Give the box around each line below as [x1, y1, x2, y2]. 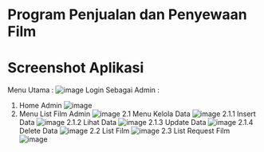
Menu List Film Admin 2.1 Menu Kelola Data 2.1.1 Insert [18, 109, 256, 119]
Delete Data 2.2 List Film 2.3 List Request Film [18, 126, 231, 136]
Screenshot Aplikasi [7, 59, 144, 77]
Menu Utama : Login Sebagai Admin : [7, 85, 160, 95]
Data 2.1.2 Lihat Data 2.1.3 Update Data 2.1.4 [18, 118, 254, 127]
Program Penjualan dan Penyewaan [7, 6, 248, 24]
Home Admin [18, 101, 63, 111]
